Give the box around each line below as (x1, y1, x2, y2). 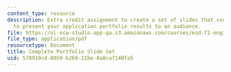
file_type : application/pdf (7, 36, 88, 43)
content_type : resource (7, 10, 76, 17)
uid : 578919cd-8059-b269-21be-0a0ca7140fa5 (7, 55, 134, 62)
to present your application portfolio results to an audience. (13, 23, 201, 29)
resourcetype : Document (7, 42, 76, 49)
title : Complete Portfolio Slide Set (7, 49, 115, 56)
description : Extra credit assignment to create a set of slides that (7, 16, 214, 23)
